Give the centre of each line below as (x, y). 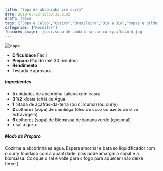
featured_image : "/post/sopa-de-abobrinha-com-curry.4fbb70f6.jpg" (75, 32)
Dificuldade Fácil (29, 55)
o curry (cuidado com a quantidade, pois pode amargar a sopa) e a (72, 153)
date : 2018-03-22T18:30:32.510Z (38, 14)
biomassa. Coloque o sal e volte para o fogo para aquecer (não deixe (74, 158)
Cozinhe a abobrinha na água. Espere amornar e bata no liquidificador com (80, 148)
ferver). (13, 163)
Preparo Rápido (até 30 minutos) (45, 60)
